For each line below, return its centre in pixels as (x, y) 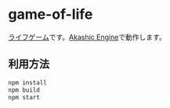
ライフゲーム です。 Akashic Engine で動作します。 (87, 37)
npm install (27, 83)
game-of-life (51, 14)
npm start (24, 97)
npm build (24, 90)
